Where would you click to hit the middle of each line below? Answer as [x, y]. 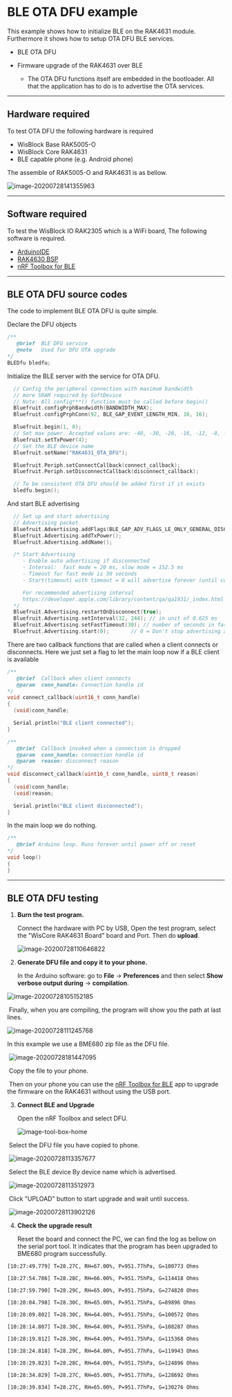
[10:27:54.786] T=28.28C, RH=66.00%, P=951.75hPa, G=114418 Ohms [103, 1279]
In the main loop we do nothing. [52, 825]
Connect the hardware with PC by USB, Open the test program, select [116, 928]
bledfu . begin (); [37, 491]
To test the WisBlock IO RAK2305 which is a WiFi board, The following [107, 231]
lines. [15, 1017]
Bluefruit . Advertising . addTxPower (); [68, 536]
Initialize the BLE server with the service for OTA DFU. [84, 376]
